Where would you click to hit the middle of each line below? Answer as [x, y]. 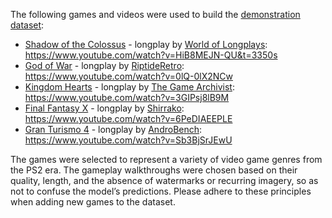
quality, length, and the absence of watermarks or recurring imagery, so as [164, 180]
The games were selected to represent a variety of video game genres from [166, 159]
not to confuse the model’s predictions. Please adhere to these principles [161, 191]
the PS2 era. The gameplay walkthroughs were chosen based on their [154, 170]
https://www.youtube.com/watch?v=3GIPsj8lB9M [127, 97]
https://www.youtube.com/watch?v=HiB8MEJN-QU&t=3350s [151, 55]
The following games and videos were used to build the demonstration [155, 14]
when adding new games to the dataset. [93, 202]
